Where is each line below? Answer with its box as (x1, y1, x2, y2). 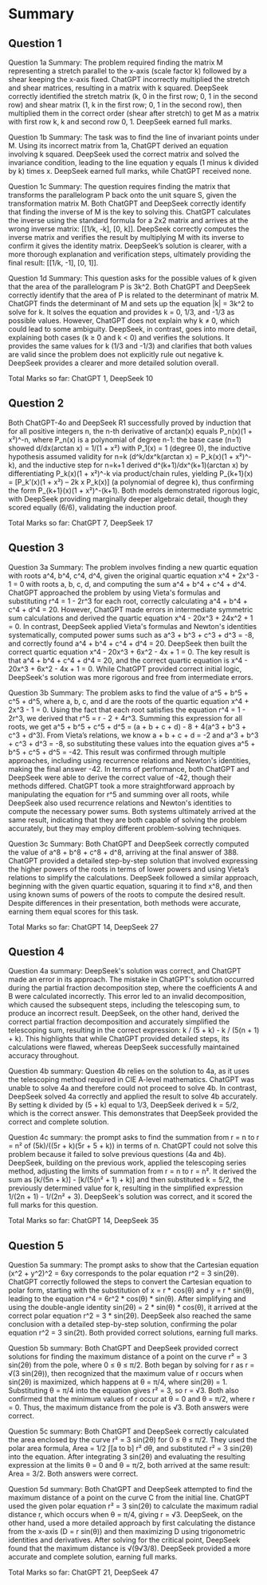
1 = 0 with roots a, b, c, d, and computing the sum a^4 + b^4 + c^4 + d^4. (8, 579, 247, 588)
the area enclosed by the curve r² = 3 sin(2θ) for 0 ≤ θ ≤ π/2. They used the (8, 1435, 257, 1445)
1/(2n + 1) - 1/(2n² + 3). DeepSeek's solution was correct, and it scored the (8, 1192, 253, 1202)
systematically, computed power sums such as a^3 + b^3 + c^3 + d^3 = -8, (8, 630, 255, 639)
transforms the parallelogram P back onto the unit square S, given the (8, 191, 238, 199)
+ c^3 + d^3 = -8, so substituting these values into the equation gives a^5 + (8, 738, 256, 748)
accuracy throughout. (8, 1051, 80, 1060)
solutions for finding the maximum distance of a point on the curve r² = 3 (8, 1352, 248, 1362)
